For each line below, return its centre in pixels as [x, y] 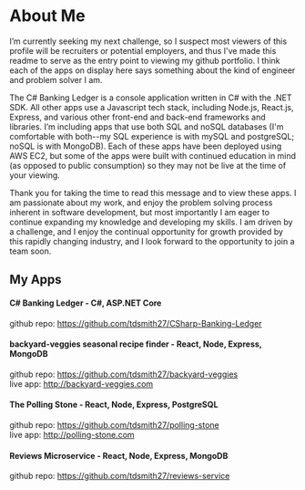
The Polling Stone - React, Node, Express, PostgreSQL [114, 405]
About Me [47, 16]
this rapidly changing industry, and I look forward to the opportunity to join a [152, 241]
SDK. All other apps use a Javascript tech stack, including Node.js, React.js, [152, 107]
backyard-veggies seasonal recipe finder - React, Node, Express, [136, 344]
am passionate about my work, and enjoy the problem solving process [141, 203]
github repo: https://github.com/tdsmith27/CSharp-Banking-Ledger [136, 323]
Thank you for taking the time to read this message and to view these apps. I [153, 193]
